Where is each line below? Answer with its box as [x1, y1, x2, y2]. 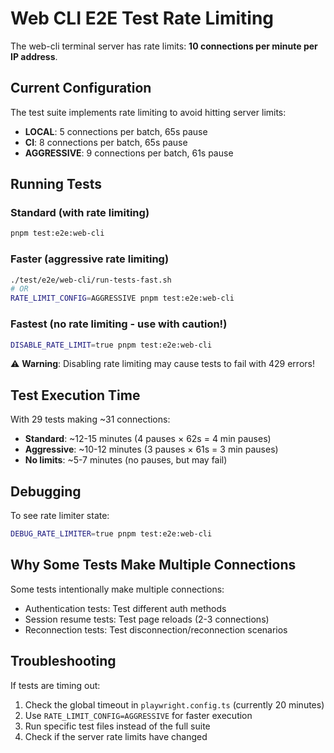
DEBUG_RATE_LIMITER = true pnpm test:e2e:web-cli [10, 529, 213, 539]
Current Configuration [10, 80, 152, 97]
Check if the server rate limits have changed [24, 730, 208, 742]
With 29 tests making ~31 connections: [10, 413, 171, 426]
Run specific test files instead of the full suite [24, 720, 211, 732]
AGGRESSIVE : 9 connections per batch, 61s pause [24, 147, 234, 159]
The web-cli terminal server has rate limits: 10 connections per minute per [10, 40, 318, 52]
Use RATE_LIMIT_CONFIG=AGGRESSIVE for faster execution [24, 709, 253, 721]
